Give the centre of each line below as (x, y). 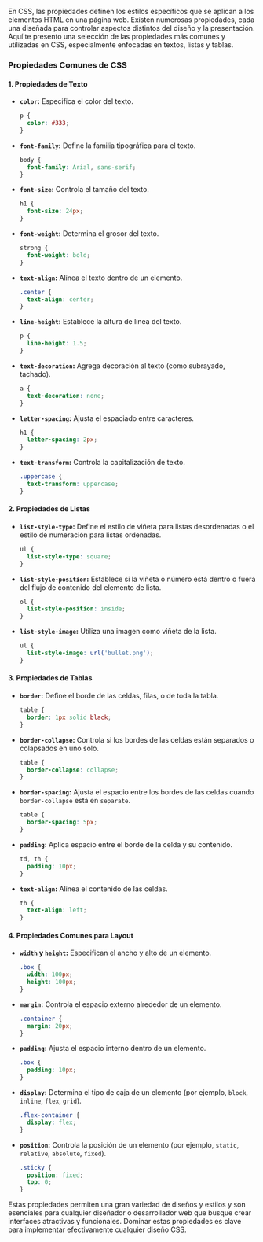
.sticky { (36, 1167)
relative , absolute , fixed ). (63, 1153)
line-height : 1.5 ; (57, 344)
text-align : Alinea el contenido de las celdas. (93, 889)
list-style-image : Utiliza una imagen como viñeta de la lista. (118, 632)
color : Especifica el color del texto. (76, 101)
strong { (34, 248)
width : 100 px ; (50, 975)
